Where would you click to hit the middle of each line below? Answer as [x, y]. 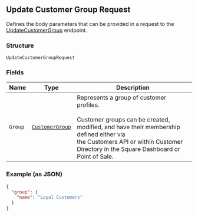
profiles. [88, 105]
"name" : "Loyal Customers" [50, 198]
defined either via [101, 134]
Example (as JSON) [34, 175]
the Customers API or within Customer [130, 142]
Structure [20, 45]
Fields [15, 73]
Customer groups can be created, [123, 120]
